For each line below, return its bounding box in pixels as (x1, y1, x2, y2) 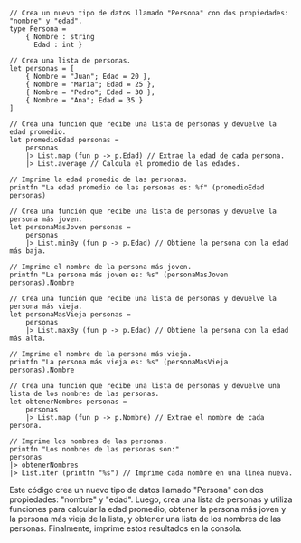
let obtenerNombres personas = (9, 397, 127, 406)
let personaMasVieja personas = (9, 310, 131, 319)
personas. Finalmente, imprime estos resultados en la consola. (9, 523, 242, 534)
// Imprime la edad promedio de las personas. (9, 175, 188, 184)
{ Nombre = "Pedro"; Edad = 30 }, (25, 88, 155, 97)
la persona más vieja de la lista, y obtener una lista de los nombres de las (9, 513, 282, 524)
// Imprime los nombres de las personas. (9, 437, 168, 446)
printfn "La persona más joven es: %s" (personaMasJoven (9, 270, 229, 279)
